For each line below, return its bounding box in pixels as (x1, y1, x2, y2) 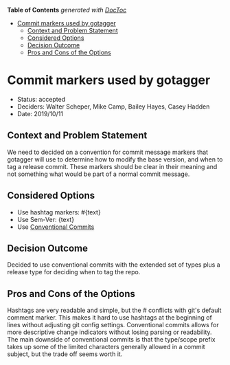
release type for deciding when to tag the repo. (7, 268, 141, 276)
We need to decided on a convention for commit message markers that (7, 148, 208, 156)
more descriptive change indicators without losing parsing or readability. (7, 328, 212, 336)
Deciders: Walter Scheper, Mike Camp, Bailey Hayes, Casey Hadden (16, 102, 210, 111)
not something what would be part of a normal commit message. (7, 170, 190, 178)
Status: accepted (16, 95, 66, 103)
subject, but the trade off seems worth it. (7, 350, 123, 358)
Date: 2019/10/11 (16, 109, 64, 118)
